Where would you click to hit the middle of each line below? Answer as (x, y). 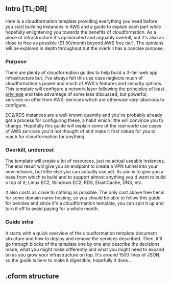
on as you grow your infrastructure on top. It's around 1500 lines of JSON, (83, 254)
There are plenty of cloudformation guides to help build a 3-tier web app (81, 73)
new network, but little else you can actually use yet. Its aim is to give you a (84, 172)
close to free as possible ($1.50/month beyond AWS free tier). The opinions (84, 43)
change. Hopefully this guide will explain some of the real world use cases (83, 126)
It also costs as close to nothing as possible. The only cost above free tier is (85, 192)
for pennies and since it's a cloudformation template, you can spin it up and (85, 203)
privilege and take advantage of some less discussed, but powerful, (77, 94)
